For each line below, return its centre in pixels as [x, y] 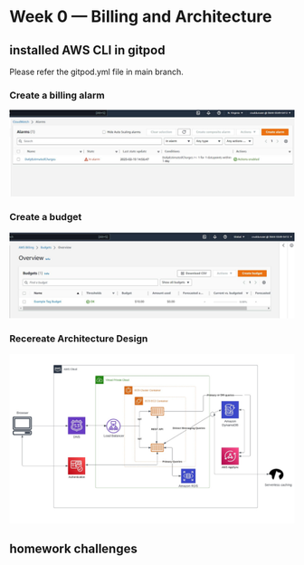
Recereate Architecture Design [79, 339]
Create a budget [46, 217]
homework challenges [73, 549]
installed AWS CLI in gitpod [87, 50]
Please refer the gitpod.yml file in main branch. [96, 72]
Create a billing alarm [57, 95]
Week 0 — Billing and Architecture [141, 17]
